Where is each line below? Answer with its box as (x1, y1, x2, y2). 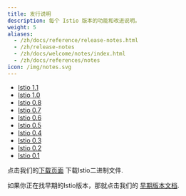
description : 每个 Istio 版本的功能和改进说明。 (7, 17, 140, 24)
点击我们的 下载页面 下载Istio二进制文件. (7, 165, 123, 175)
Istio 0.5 (17, 120, 41, 129)
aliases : (7, 30, 33, 38)
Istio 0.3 (17, 136, 42, 145)
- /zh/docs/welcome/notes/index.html (14, 51, 126, 58)
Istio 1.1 (17, 83, 39, 91)
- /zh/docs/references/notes (14, 57, 100, 64)
